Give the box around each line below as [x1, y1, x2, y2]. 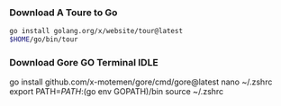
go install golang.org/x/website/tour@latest [9, 27, 183, 36]
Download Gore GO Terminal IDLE [9, 56, 159, 68]
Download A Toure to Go [9, 6, 118, 19]
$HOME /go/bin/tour [9, 35, 78, 44]
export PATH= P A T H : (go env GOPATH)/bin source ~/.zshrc [9, 86, 224, 97]
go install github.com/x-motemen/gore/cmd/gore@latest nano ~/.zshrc [9, 76, 273, 87]
